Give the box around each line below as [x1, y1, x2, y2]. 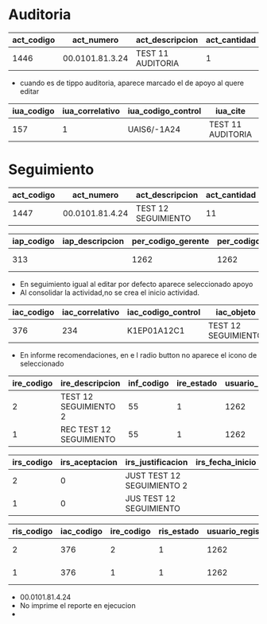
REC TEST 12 [60, 424, 111, 435]
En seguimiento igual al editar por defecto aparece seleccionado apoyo [19, 279, 253, 289]
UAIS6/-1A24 [127, 123, 181, 134]
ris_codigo [12, 525, 53, 537]
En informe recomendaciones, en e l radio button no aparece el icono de [19, 350, 257, 359]
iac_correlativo [62, 306, 120, 317]
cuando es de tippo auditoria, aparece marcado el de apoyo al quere [19, 78, 245, 87]
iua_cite [215, 105, 246, 116]
